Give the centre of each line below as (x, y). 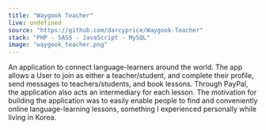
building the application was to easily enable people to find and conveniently (133, 101)
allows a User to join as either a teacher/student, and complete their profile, (131, 76)
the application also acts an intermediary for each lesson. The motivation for (133, 92)
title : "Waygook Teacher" (51, 15)
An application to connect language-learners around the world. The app (125, 67)
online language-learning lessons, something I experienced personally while (133, 109)
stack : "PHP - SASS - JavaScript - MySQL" (79, 37)
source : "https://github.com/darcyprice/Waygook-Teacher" (106, 30)
